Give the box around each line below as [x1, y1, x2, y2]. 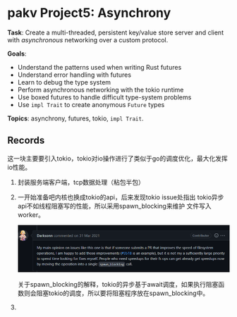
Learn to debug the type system [17, 77, 111, 86]
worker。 [17, 210, 44, 219]
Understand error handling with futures [17, 70, 132, 79]
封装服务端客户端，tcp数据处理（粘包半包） [17, 178, 145, 186]
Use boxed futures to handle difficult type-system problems [17, 93, 192, 101]
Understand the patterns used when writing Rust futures [17, 63, 182, 71]
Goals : [7, 49, 27, 58]
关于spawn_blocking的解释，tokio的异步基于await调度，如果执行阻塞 [17, 280, 219, 288]
